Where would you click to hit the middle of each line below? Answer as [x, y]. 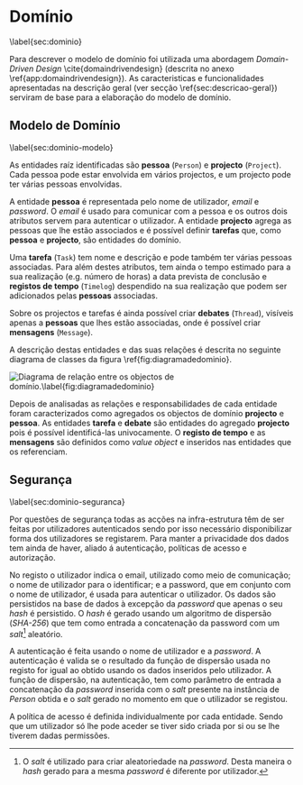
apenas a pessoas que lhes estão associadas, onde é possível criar [135, 323]
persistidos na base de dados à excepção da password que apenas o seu [146, 603]
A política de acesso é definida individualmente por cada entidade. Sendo [147, 717]
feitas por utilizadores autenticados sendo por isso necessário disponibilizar [151, 528]
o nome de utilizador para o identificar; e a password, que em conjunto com [150, 584]
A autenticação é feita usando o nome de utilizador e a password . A [135, 652]
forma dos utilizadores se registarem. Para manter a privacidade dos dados [149, 538]
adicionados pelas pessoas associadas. [83, 296]
